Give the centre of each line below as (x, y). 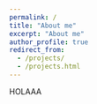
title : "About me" (43, 26)
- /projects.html (49, 67)
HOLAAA (26, 91)
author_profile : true (49, 42)
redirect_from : (37, 50)
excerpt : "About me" (47, 33)
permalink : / (33, 17)
